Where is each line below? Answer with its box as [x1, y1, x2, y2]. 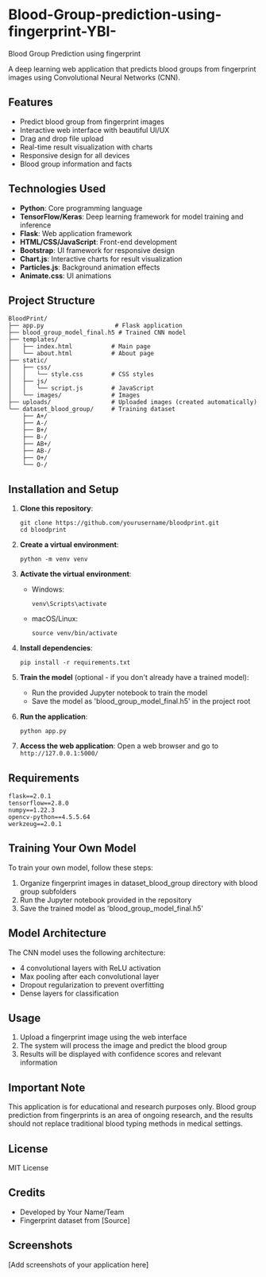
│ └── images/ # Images [8, 391, 141, 399]
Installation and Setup [8, 483, 119, 496]
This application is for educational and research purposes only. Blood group [8, 1102, 256, 1112]
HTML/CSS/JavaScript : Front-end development [19, 237, 177, 246]
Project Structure [8, 293, 95, 307]
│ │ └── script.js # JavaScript [8, 384, 155, 393]
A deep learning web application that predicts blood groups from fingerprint [8, 64, 256, 73]
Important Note [8, 1081, 86, 1094]
